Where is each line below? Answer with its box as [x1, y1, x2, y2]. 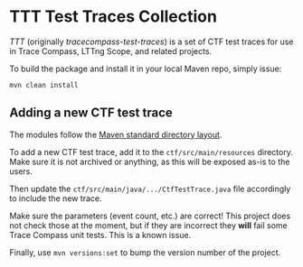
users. [9, 165, 33, 177]
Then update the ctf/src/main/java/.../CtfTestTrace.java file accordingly [9, 183, 291, 194]
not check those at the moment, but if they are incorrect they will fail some [9, 219, 288, 231]
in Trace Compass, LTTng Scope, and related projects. [9, 45, 213, 56]
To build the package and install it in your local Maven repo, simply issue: [9, 63, 282, 74]
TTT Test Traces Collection [9, 6, 217, 27]
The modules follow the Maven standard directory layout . [9, 129, 223, 140]
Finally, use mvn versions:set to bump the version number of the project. [9, 246, 281, 258]
